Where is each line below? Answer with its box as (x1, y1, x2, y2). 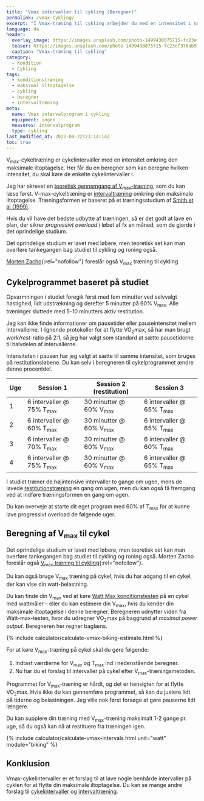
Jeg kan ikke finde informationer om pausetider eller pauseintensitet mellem (6, 319, 197, 327)
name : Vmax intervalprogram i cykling (12, 111, 110, 117)
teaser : (12, 43, 32, 49)
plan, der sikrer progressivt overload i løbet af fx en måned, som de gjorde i (6, 221, 195, 229)
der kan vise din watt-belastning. (6, 580, 89, 588)
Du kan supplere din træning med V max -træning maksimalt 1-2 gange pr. (6, 714, 187, 723)
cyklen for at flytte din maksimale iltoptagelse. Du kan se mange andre (6, 781, 183, 788)
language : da (6, 26, 39, 32)
